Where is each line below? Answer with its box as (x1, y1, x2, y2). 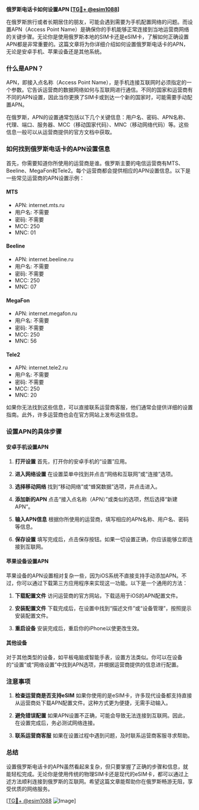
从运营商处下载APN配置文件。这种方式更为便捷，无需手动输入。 (14, 700, 171, 707)
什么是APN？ (6, 64, 44, 72)
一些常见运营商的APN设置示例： (6, 174, 85, 182)
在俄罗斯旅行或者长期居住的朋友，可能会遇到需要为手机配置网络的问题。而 (6, 18, 188, 26)
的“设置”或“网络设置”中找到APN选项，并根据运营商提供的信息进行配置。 (6, 661, 182, 668)
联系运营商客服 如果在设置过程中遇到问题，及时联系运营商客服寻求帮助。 (14, 732, 193, 739)
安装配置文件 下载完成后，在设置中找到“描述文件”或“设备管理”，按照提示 (14, 605, 192, 612)
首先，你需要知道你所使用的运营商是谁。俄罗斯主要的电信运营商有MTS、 (6, 160, 184, 167)
